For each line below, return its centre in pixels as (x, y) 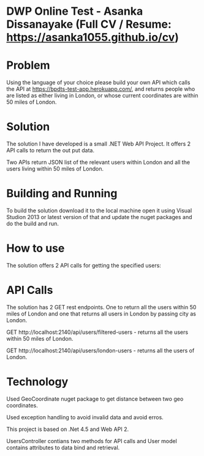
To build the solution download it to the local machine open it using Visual (99, 211)
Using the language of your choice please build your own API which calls (98, 83)
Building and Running (62, 194)
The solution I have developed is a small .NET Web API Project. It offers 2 (99, 144)
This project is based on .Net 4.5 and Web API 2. (68, 429)
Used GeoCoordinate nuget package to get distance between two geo (95, 399)
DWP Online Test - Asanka (75, 11)
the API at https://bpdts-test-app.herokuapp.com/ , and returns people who (101, 89)
